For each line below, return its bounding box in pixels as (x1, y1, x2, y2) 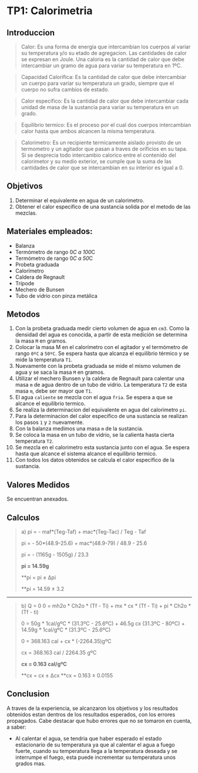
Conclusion (6, 689, 50, 699)
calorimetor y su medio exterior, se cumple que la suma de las (21, 158, 172, 165)
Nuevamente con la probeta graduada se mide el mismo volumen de (15, 363, 181, 370)
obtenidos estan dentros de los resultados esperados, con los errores (6, 710, 176, 718)
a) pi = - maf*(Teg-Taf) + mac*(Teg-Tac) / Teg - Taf (21, 528, 146, 535)
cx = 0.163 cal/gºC (21, 660, 67, 667)
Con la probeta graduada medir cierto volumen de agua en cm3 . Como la (15, 325, 190, 332)
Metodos (6, 310, 41, 320)
